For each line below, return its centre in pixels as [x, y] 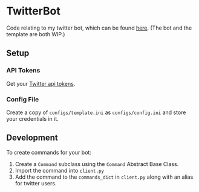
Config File [23, 99]
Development [32, 138]
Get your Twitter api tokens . [41, 83]
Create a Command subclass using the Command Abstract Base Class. [97, 164]
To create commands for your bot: [49, 152]
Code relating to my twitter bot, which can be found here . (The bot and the [99, 28]
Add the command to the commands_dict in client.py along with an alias [104, 177]
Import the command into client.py [60, 170]
